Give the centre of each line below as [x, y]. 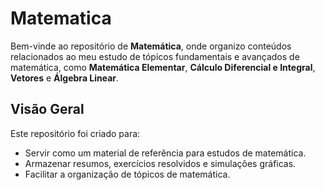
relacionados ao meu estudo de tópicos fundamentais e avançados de [155, 56]
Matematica [61, 18]
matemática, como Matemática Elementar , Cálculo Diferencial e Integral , [163, 67]
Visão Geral [47, 109]
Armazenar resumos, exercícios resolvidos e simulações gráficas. [160, 163]
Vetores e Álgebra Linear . [65, 78]
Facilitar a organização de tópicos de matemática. [127, 174]
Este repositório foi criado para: [75, 133]
